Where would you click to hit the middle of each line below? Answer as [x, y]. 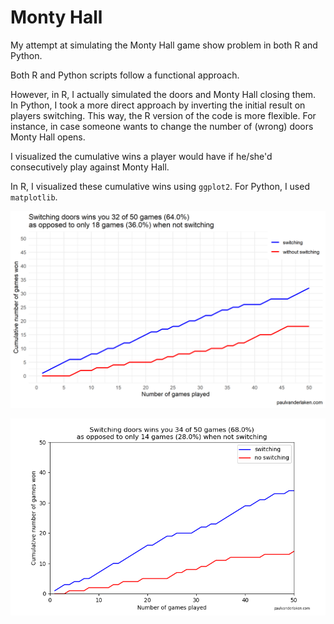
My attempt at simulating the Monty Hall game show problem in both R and [164, 45]
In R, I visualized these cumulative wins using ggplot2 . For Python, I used [160, 186]
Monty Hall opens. [48, 137]
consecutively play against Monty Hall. [90, 167]
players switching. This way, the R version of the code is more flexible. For [163, 115]
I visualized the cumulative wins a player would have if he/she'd [141, 156]
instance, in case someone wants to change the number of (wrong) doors [162, 126]
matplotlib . [34, 197]
